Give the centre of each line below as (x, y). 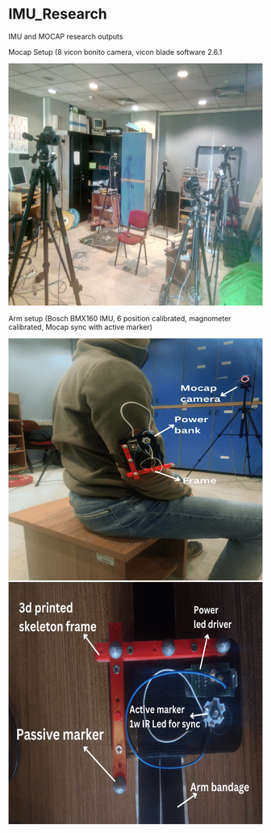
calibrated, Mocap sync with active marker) (81, 327)
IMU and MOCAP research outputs (66, 36)
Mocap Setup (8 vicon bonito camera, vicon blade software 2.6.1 (115, 52)
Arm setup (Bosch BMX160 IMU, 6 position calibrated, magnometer (120, 318)
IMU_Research (58, 14)
